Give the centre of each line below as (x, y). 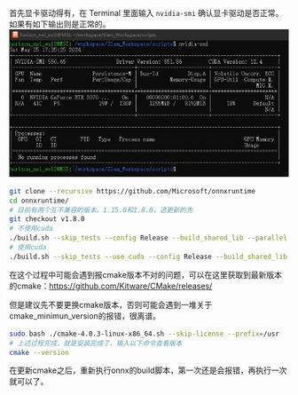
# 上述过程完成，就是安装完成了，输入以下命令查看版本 (96, 343)
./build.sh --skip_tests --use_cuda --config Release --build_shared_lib (149, 257)
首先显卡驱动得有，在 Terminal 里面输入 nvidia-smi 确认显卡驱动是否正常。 (146, 13)
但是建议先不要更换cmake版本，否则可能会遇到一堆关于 (111, 304)
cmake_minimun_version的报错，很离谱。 (85, 316)
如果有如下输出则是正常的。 (60, 24)
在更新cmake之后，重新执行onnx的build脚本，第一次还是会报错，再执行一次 (148, 370)
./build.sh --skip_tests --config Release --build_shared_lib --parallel (149, 238)
